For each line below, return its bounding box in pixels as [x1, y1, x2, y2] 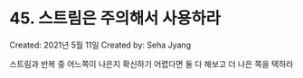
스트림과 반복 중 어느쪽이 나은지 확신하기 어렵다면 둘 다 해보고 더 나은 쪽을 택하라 [9, 58, 294, 69]
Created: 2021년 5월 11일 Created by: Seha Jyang [9, 39, 192, 50]
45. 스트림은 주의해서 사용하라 [9, 8, 222, 29]
